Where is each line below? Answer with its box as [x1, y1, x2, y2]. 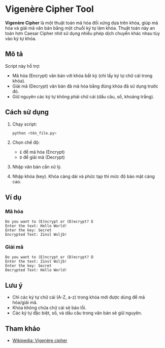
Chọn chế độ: [12, 139, 40, 145]
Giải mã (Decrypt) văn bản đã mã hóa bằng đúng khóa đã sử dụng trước [12, 83, 159, 89]
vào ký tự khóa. [5, 36, 37, 42]
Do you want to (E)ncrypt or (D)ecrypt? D [5, 255, 94, 260]
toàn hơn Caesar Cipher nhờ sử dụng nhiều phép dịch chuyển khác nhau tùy [5, 30, 160, 36]
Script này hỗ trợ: [5, 63, 40, 69]
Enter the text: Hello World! [5, 223, 67, 228]
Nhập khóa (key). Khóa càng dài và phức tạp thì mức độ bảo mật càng [12, 174, 155, 179]
